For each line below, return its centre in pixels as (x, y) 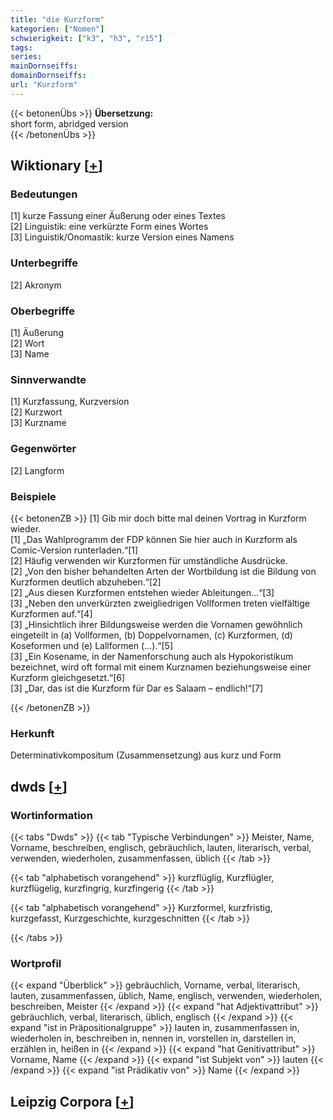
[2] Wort (27, 343)
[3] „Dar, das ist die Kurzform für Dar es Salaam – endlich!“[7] (137, 688)
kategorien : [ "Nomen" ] (57, 29)
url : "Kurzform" (44, 85)
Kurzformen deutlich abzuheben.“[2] (86, 582)
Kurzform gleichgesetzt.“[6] (68, 677)
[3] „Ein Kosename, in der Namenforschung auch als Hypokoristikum (152, 656)
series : (26, 57)
